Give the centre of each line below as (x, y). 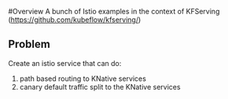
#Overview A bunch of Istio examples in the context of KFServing (114, 11)
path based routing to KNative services (83, 79)
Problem (29, 44)
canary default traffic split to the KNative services (100, 86)
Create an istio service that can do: (65, 63)
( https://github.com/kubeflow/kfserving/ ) (75, 20)
